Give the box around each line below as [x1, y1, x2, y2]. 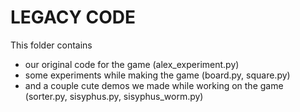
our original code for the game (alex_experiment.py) [24, 58, 240, 70]
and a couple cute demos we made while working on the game [24, 79, 284, 91]
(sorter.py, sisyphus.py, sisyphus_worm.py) [24, 90, 204, 102]
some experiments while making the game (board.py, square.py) [24, 69, 291, 81]
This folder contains [10, 39, 93, 51]
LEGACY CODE [10, 6, 137, 29]
